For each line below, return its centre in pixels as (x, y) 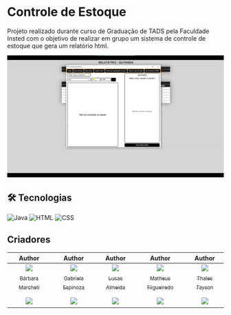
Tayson (205, 287)
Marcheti (29, 287)
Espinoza (74, 287)
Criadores (29, 240)
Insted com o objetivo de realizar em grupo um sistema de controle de (107, 38)
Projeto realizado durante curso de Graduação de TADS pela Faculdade (108, 31)
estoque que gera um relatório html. (58, 45)
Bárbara (29, 278)
